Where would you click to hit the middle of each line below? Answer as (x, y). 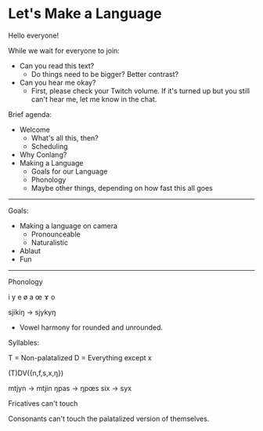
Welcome (35, 130)
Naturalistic (50, 242)
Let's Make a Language (85, 14)
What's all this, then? (65, 137)
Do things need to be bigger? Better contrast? (104, 74)
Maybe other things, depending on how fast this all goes (122, 188)
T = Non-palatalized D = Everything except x (80, 357)
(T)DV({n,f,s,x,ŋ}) (36, 373)
